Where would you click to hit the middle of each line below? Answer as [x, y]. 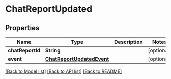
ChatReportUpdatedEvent [77, 59]
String [53, 50]
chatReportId [24, 50]
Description [129, 42]
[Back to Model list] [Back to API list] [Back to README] [64, 71]
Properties [22, 28]
